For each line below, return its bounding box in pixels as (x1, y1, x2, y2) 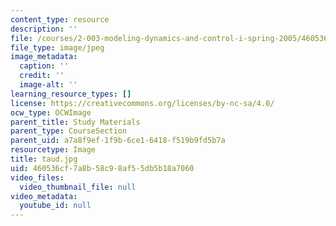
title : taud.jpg (10, 154, 78, 164)
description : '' (10, 24, 78, 34)
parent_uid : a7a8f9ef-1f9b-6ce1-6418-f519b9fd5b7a (10, 136, 226, 146)
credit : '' (19, 71, 65, 81)
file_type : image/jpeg (10, 42, 105, 53)
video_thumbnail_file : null (19, 182, 137, 192)
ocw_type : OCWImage (10, 107, 92, 118)
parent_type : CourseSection (10, 126, 128, 136)
